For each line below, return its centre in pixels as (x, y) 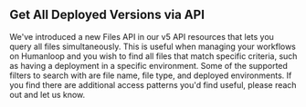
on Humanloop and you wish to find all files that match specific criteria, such (153, 56)
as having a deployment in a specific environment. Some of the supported (148, 65)
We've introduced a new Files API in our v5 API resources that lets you (142, 36)
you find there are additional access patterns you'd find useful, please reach (153, 84)
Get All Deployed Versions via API (107, 15)
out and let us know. (47, 94)
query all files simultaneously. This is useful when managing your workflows (153, 46)
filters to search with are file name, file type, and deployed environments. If (151, 75)
